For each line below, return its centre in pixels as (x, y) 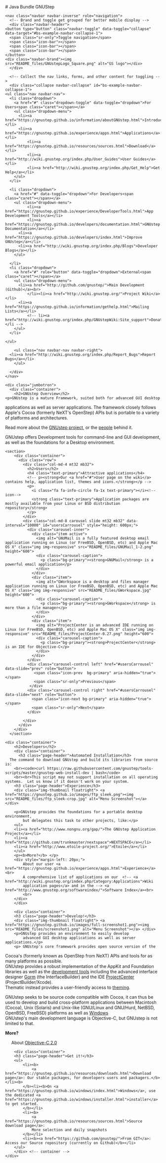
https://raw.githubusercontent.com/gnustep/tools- (100, 768)
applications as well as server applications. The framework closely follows (81, 407)
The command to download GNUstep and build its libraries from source (84, 760)
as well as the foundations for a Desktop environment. (60, 442)
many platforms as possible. (34, 961)
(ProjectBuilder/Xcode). (29, 982)
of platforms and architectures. (37, 418)
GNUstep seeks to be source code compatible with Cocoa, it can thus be (79, 997)
